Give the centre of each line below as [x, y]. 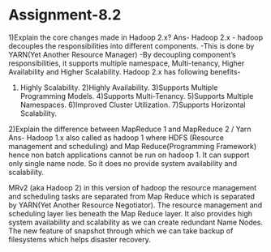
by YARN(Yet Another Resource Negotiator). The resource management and [135, 205]
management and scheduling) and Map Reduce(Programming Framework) [133, 146]
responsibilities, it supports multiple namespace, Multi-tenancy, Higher [127, 63]
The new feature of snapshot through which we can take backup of [121, 231]
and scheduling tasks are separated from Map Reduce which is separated [132, 196]
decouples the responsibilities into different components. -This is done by [131, 45]
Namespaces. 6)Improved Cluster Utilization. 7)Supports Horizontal [133, 105]
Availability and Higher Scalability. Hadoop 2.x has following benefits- [125, 71]
